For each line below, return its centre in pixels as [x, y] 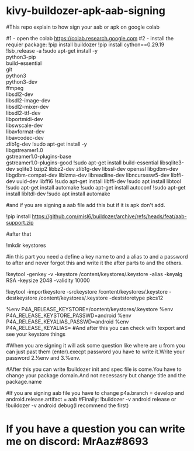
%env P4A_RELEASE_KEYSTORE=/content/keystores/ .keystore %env [90, 309]
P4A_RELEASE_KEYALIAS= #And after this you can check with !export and [96, 328]
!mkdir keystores [26, 245]
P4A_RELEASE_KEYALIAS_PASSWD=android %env [67, 321]
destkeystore [22, 298]
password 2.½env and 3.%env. [43, 357]
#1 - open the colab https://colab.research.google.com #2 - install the [90, 38]
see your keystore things [36, 334]
